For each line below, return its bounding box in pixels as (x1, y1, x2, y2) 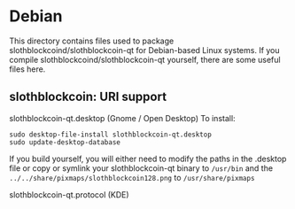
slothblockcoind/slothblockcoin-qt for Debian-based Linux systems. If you (9, 44, 281, 55)
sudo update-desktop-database (9, 137, 121, 147)
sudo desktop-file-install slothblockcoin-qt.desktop (9, 130, 213, 139)
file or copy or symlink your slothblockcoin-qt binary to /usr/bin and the (9, 162, 273, 174)
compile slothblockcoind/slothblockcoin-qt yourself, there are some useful (9, 54, 281, 65)
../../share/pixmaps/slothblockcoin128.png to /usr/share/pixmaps (9, 172, 255, 182)
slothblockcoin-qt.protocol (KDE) (9, 189, 130, 200)
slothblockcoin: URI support (9, 89, 167, 104)
